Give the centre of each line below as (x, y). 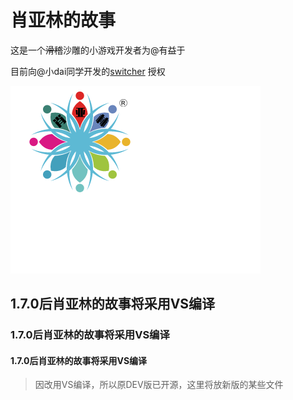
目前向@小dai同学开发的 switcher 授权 (88, 71)
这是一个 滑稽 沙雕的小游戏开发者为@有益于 (98, 50)
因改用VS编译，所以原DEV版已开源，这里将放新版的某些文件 (159, 385)
